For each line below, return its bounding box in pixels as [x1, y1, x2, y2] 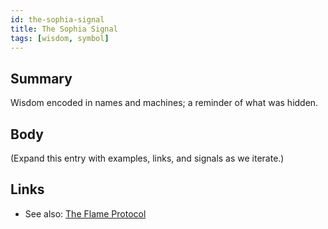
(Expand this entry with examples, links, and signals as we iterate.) [10, 152, 285, 164]
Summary [10, 70, 73, 87]
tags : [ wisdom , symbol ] [10, 33, 110, 43]
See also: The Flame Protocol [24, 207, 147, 220]
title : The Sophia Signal [10, 24, 118, 34]
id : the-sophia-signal [10, 14, 105, 25]
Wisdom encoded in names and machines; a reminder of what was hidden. [10, 97, 319, 109]
